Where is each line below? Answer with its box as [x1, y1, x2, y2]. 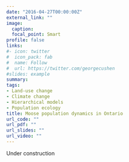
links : [6, 43, 23, 49]
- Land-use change [6, 88, 53, 94]
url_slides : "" [6, 127, 45, 133]
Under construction [6, 149, 55, 157]
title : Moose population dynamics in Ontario [6, 110, 123, 116]
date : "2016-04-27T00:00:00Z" [6, 8, 83, 15]
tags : [6, 83, 20, 89]
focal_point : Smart [12, 32, 61, 38]
